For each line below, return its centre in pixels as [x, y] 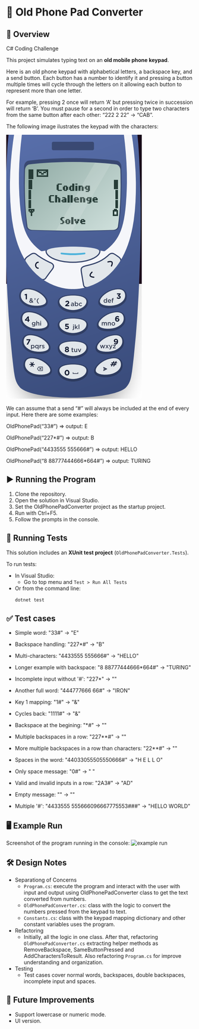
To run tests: [21, 564]
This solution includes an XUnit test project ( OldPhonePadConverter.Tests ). [97, 552]
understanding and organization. [64, 962]
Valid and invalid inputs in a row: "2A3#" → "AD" [74, 783]
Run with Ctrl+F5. [36, 513]
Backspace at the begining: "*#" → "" [61, 725]
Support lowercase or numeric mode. [60, 1014]
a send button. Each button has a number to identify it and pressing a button [99, 78]
